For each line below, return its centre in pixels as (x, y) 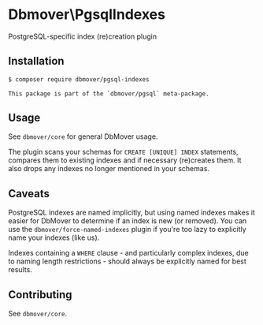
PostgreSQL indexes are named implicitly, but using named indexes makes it (132, 213)
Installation (36, 61)
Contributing (40, 295)
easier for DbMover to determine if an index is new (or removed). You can (128, 221)
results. (20, 270)
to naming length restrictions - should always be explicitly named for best (127, 261)
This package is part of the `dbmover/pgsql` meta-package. (109, 93)
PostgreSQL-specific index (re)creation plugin (83, 36)
